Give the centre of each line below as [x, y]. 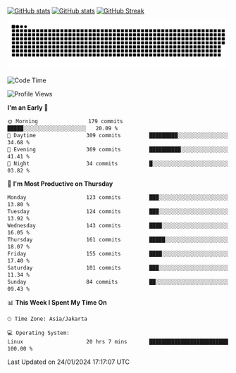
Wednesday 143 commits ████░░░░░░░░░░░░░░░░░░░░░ [118, 225]
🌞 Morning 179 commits [65, 121]
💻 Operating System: [39, 333]
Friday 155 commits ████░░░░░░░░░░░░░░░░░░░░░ [118, 253]
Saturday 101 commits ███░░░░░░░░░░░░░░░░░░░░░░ [118, 267]
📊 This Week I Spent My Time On [57, 302]
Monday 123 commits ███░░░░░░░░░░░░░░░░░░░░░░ [118, 197]
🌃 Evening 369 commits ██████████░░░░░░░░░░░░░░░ [118, 149]
